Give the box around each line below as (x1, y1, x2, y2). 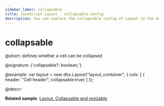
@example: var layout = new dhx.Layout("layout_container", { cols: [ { (5, 72, 145, 77)
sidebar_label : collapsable (5, 7, 62, 12)
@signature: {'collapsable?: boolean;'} (5, 62, 82, 68)
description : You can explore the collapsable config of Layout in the (5, 16, 154, 21)
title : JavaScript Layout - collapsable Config (5, 12, 104, 16)
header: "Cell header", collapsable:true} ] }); (5, 77, 94, 83)
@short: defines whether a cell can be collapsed (5, 53, 102, 59)
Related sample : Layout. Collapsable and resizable (5, 95, 107, 102)
